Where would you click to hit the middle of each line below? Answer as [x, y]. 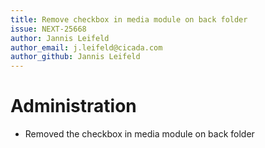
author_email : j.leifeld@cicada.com [86, 47]
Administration [73, 106]
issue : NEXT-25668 [48, 29]
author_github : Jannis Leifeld [75, 57]
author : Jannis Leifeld [60, 38]
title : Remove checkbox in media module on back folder [129, 19]
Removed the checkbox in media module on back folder [139, 134]
